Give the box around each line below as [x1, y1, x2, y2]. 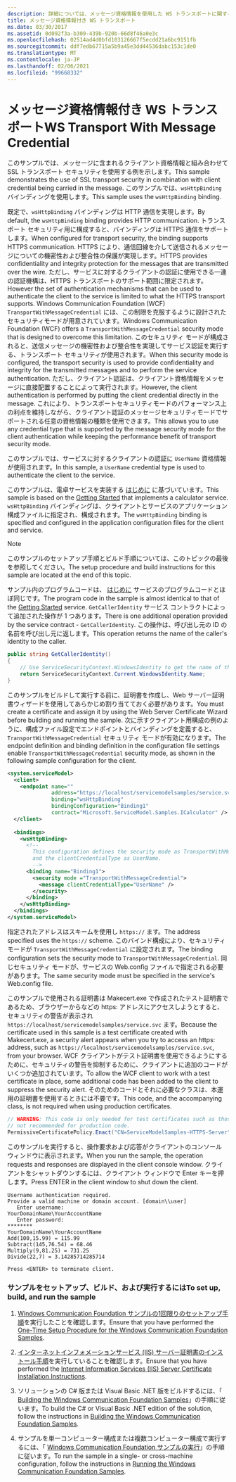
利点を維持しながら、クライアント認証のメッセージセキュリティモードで [13, 408, 223, 417]
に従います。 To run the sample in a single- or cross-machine [17, 1451, 193, 1460]
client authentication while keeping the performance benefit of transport [7, 432, 216, 441]
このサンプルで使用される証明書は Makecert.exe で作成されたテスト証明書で [7, 994, 229, 1002]
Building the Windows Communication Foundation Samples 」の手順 [17, 1395, 214, 1404]
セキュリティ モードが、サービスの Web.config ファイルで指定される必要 [13, 962, 224, 971]
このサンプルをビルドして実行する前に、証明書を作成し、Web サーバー [7, 690, 213, 699]
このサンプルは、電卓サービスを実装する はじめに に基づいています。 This [7, 486, 219, 494]
